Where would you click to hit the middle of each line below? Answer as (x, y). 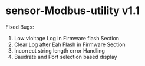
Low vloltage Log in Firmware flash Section (66, 38)
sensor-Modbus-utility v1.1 (72, 11)
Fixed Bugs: (20, 27)
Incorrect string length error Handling (60, 50)
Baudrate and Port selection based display (65, 57)
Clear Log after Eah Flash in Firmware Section (70, 44)
